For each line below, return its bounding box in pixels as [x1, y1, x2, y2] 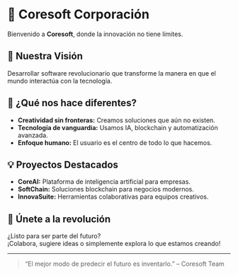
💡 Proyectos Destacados [7, 158, 119, 170]
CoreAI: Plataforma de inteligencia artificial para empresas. [17, 177, 191, 186]
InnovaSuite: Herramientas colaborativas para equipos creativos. [17, 192, 209, 201]
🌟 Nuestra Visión [7, 50, 83, 62]
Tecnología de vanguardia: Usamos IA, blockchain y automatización [17, 123, 218, 131]
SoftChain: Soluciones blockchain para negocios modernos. [17, 185, 195, 194]
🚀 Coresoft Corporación [7, 6, 150, 23]
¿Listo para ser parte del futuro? [7, 232, 101, 240]
